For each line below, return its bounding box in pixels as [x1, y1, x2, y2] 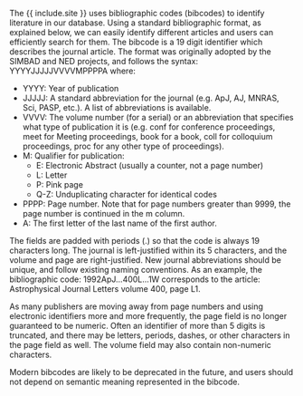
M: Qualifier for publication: [22, 150, 125, 161]
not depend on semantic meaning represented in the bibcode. [9, 376, 240, 387]
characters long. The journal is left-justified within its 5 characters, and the [9, 245, 288, 256]
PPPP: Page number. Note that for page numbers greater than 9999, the [22, 198, 291, 209]
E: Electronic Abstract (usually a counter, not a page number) [35, 160, 264, 170]
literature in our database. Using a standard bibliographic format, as [9, 17, 262, 28]
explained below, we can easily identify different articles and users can [9, 27, 274, 37]
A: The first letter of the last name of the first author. [22, 217, 217, 228]
